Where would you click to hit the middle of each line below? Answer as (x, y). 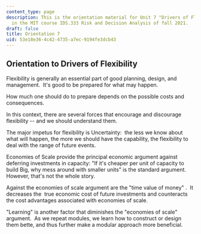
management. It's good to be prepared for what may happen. (82, 85)
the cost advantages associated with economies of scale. (77, 200)
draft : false (22, 28)
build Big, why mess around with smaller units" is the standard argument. (96, 169)
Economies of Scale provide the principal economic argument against (92, 157)
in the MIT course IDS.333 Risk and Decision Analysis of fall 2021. (100, 23)
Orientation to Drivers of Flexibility (72, 64)
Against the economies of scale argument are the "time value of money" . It (100, 187)
